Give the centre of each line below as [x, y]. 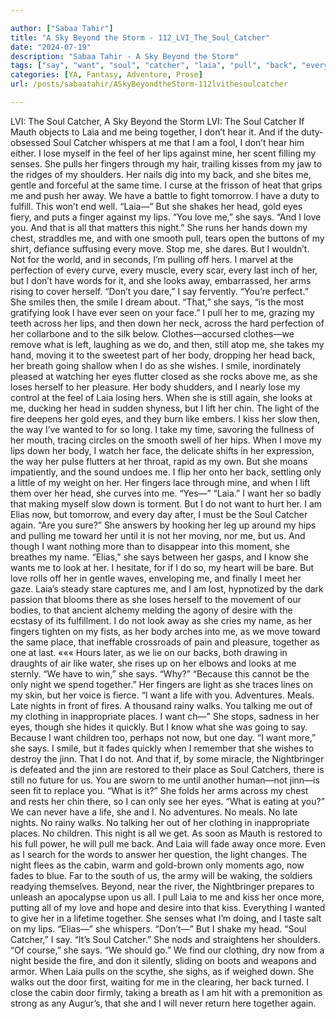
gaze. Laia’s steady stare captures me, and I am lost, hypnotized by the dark [167, 588]
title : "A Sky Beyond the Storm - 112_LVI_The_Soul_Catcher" [140, 37]
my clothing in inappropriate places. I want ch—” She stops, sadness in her [165, 716]
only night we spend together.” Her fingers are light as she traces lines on [162, 684]
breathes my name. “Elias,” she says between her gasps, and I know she [159, 557]
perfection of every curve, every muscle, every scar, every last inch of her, [164, 270]
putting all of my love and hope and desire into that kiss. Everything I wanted [168, 907]
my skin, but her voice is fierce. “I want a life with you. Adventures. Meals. [162, 695]
